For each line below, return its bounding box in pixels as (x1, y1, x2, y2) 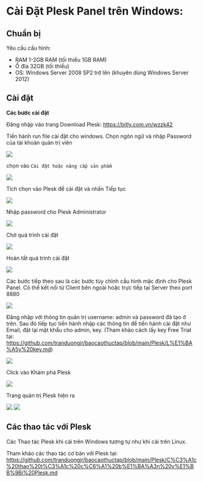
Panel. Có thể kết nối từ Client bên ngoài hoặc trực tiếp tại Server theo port (6, 283, 193, 291)
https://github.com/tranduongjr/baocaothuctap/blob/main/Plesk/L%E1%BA (6, 339, 193, 346)
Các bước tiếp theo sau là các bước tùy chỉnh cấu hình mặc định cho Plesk (6, 277, 192, 285)
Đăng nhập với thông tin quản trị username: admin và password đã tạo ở (6, 313, 186, 320)
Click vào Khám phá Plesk (6, 368, 71, 376)
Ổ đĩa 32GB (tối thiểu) (14, 62, 69, 70)
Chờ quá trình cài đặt (6, 231, 59, 239)
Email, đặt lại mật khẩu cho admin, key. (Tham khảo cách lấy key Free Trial (6, 326, 192, 334)
